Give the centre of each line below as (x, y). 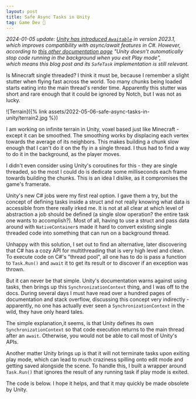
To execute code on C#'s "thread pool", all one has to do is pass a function (96, 257)
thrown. (15, 269)
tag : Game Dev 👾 (26, 22)
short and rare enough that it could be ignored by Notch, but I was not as (94, 94)
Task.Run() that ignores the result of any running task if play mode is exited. (97, 372)
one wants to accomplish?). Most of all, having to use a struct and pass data (98, 221)
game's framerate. (28, 184)
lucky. (13, 100)
